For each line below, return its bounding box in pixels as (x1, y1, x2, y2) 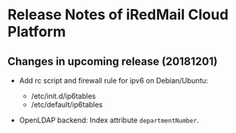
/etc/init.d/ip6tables (30, 91, 97, 101)
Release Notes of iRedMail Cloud (7, 6, 229, 24)
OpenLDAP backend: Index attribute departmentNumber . (18, 115, 199, 125)
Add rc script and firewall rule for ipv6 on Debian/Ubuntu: (18, 76, 209, 85)
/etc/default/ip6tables (30, 100, 103, 109)
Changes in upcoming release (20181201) (7, 54, 218, 68)
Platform (7, 22, 66, 41)
